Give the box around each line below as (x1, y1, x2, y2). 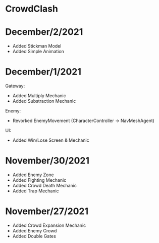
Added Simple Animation (12, 49, 65, 55)
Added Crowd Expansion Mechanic (12, 222, 86, 228)
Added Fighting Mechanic (12, 177, 67, 183)
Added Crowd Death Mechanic (12, 183, 77, 188)
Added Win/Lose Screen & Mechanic (12, 137, 89, 143)
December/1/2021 (5, 66, 82, 77)
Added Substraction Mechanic (12, 98, 76, 104)
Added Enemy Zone (12, 172, 54, 178)
